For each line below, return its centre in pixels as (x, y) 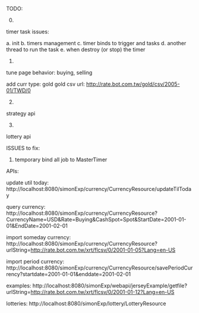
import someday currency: (39, 237)
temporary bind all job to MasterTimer (61, 159)
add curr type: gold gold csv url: (45, 84)
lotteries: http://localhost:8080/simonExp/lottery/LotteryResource (86, 303)
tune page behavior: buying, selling (49, 73)
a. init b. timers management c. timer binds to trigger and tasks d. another (96, 43)
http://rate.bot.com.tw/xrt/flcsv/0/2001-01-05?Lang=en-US (103, 250)
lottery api (19, 137)
